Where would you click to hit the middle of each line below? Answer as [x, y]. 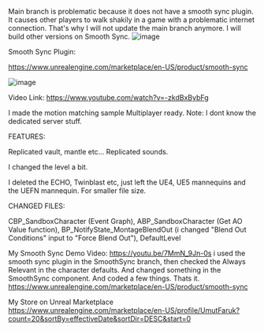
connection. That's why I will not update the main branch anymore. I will [125, 28]
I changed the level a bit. [48, 167]
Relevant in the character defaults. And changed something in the [115, 270]
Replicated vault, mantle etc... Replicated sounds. [88, 152]
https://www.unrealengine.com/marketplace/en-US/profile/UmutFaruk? [124, 310]
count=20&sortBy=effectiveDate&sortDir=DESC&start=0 [100, 319]
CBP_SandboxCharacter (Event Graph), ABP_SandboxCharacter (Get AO [125, 221]
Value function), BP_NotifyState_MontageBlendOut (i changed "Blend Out [127, 229]
